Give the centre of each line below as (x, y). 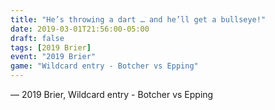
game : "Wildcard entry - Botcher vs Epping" (104, 66)
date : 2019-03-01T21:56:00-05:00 (80, 29)
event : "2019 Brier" (53, 57)
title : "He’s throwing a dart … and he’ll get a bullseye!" (138, 19)
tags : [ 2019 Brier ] (51, 47)
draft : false (37, 38)
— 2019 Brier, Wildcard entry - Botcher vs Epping (112, 94)
